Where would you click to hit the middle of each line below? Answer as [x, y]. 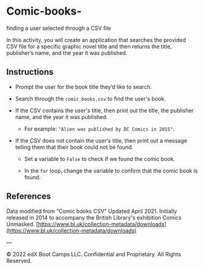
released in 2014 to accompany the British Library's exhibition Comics [94, 217]
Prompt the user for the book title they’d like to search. [83, 87]
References [29, 196]
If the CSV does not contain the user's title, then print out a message [101, 140]
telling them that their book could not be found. [74, 147]
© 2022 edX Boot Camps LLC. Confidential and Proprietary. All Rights [94, 254]
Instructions [30, 72]
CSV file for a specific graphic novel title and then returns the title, [89, 46]
